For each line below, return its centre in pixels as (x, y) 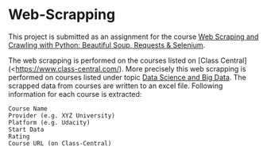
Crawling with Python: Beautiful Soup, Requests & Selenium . (107, 44)
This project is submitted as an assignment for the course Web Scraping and (133, 37)
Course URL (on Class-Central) (60, 143)
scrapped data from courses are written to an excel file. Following (116, 86)
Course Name (28, 109)
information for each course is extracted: (75, 94)
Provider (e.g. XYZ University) (62, 115)
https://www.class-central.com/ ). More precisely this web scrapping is (131, 68)
